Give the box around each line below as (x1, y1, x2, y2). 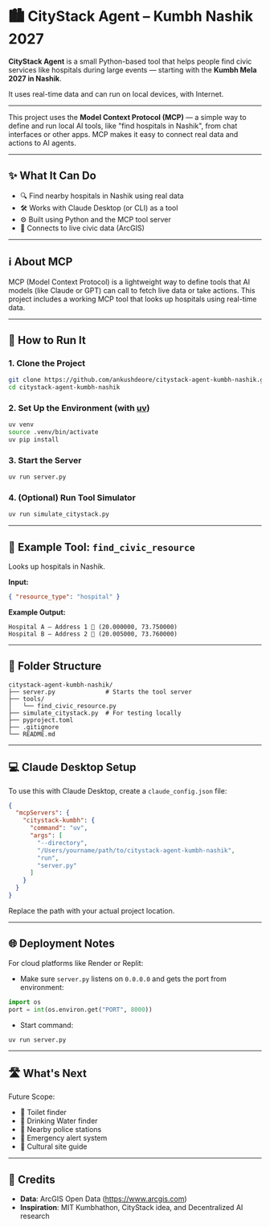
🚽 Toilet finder (19, 1108, 67, 1117)
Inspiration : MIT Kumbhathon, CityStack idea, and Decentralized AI (19, 1203, 243, 1212)
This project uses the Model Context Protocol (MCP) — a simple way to (8, 112, 247, 122)
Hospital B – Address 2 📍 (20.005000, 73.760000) (8, 630, 178, 638)
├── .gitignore (8, 723, 59, 731)
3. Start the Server (8, 454, 82, 466)
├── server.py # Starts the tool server (8, 687, 193, 696)
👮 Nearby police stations (19, 1125, 102, 1134)
